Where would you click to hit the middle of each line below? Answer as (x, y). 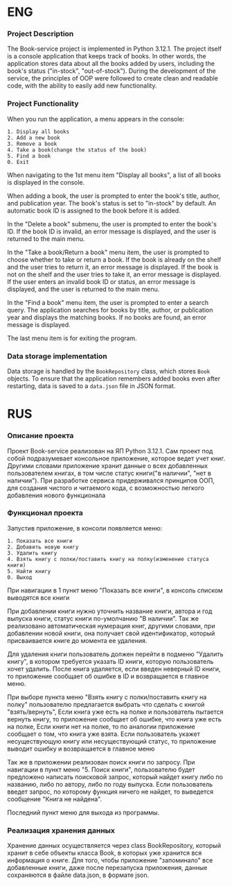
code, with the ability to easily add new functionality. (82, 86)
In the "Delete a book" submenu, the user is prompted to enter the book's (112, 224)
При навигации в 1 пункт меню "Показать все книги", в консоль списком (115, 590)
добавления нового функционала (56, 495)
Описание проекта (41, 436)
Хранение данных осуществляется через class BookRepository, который (114, 846)
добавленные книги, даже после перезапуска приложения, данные (107, 868)
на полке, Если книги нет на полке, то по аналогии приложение (101, 726)
